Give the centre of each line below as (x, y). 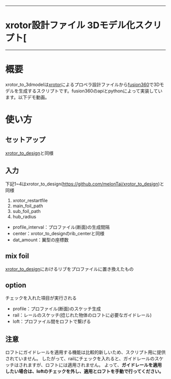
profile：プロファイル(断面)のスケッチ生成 (57, 309)
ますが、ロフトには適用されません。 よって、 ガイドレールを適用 (94, 365)
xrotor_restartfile (30, 200)
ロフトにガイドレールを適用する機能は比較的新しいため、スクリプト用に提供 (85, 352)
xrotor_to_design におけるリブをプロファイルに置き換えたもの (69, 269)
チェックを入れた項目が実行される (41, 298)
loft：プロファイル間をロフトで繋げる (52, 322)
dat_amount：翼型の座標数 (40, 240)
